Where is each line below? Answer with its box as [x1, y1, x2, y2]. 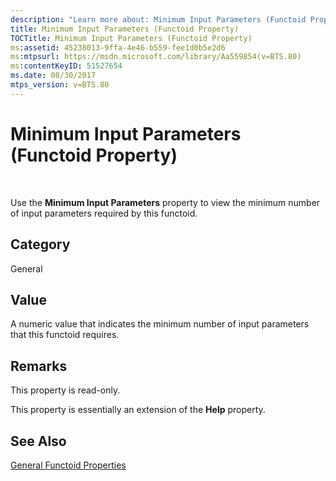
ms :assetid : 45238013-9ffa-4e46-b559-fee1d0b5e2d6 [10, 42, 226, 53]
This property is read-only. [10, 384, 121, 396]
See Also [10, 432, 67, 450]
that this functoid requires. [10, 329, 120, 341]
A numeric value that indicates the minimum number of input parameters [10, 318, 310, 330]
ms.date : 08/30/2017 [10, 71, 97, 81]
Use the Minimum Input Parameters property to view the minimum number [10, 196, 321, 208]
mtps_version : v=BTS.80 [10, 80, 110, 90]
